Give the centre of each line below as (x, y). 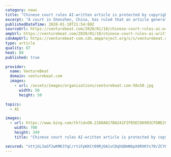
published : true (22, 57)
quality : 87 (18, 48)
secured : (15, 146)
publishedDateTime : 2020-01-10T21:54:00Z (50, 24)
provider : (16, 67)
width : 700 (26, 128)
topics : (13, 104)
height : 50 (30, 95)
